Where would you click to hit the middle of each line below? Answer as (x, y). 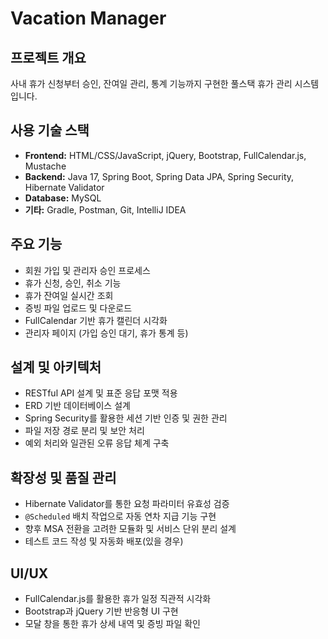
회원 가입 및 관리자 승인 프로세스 (87, 270)
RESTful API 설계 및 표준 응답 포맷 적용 (101, 393)
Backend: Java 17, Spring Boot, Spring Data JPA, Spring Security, (159, 176)
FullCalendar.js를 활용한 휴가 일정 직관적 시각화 (118, 599)
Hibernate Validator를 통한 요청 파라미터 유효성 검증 (127, 504)
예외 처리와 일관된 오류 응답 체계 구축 (97, 443)
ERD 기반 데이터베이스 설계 (77, 406)
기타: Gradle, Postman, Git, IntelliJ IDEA (105, 209)
